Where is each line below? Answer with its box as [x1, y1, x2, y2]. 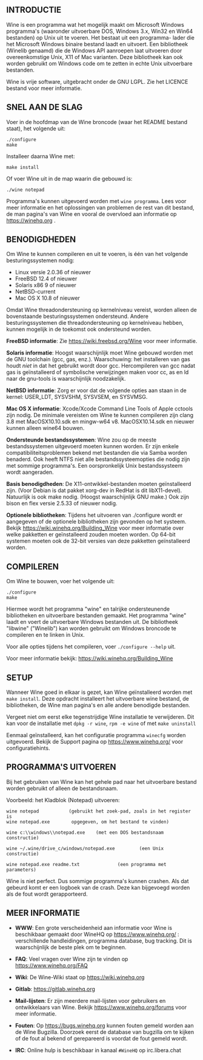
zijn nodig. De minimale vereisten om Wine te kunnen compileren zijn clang [6, 412, 194, 419]
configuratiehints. [6, 744, 50, 752]
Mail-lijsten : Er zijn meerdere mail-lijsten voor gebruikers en [15, 997, 166, 1004]
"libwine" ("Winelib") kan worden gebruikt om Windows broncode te [6, 625, 177, 632]
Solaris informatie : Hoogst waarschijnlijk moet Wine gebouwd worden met [6, 349, 193, 356]
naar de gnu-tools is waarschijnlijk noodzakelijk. [6, 375, 126, 383]
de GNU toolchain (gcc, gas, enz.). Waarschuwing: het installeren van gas [6, 356, 191, 363]
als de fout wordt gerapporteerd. [6, 890, 88, 898]
